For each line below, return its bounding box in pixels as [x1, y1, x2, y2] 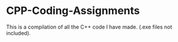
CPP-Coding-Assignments [6, 4, 140, 17]
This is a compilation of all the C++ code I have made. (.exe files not [6, 23, 173, 30]
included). [6, 29, 31, 36]
